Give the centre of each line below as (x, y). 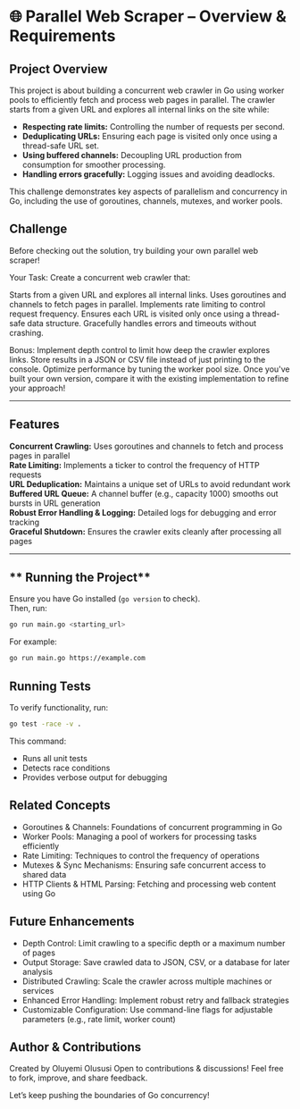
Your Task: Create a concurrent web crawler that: (100, 277)
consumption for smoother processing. (94, 164)
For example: (33, 642)
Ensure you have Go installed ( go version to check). (105, 599)
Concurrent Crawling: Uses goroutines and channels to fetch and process (146, 446)
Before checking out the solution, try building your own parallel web (134, 250)
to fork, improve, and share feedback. (79, 1078)
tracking (25, 522)
